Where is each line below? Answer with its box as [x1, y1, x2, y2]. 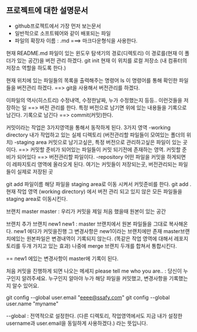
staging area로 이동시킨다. [6, 195, 68, 202]
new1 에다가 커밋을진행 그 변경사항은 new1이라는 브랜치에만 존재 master [14, 227, 181, 234]
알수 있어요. [12, 282, 39, 289]
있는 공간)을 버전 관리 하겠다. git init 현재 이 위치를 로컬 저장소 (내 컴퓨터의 [16, 57, 187, 64]
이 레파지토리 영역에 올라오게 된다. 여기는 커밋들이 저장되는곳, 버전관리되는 [6, 161, 178, 168]
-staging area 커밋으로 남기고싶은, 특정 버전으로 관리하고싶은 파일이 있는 [14, 138, 182, 145]
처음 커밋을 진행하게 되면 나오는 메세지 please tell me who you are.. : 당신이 [6, 267, 182, 274]
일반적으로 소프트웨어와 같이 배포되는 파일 [14, 29, 111, 36]
